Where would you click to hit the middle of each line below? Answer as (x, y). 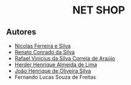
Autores (21, 32)
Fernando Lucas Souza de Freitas (55, 77)
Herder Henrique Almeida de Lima (56, 64)
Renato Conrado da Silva (45, 52)
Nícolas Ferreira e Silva (43, 46)
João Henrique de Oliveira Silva (53, 71)
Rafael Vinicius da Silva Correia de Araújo (65, 58)
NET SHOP (99, 10)
